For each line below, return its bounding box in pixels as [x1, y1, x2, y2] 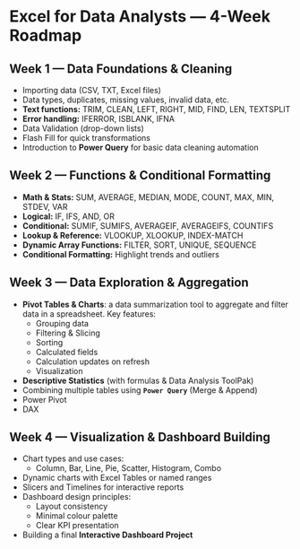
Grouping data [35, 318, 90, 328]
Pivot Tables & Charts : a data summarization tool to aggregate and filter [21, 299, 289, 309]
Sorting [35, 336, 64, 347]
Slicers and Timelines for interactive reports [21, 482, 184, 492]
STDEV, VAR [21, 201, 68, 212]
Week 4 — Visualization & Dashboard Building [9, 430, 271, 445]
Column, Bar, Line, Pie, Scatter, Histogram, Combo [35, 463, 222, 474]
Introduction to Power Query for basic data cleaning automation [21, 142, 259, 152]
